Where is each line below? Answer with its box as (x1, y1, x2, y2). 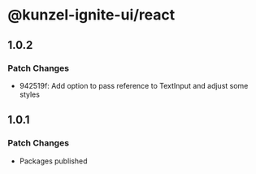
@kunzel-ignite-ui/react (7, 6, 176, 24)
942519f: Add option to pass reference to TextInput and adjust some (19, 80, 249, 90)
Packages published (19, 156, 88, 166)
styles (19, 89, 40, 99)
